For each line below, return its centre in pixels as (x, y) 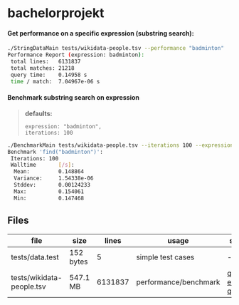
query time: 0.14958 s (49, 75)
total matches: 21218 (42, 68)
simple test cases (165, 257)
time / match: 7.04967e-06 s (55, 81)
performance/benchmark (178, 281)
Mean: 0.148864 (49, 172)
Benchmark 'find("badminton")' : (55, 152)
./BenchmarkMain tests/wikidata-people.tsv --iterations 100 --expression (121, 145)
